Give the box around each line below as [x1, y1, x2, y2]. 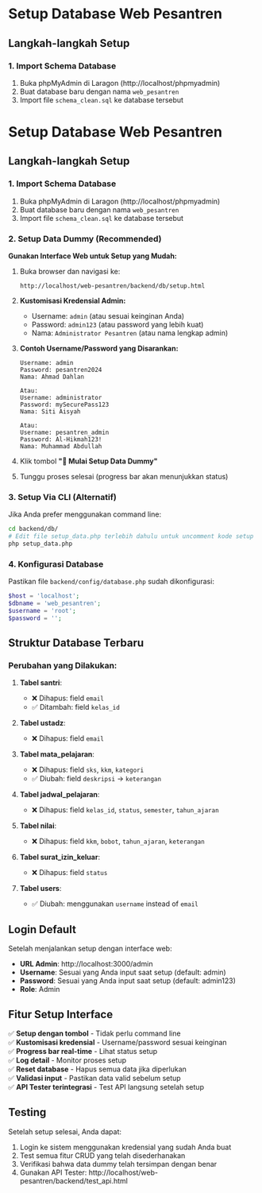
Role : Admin [19, 985, 60, 994]
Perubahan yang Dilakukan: [8, 660, 118, 672]
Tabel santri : [19, 678, 62, 688]
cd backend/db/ [8, 525, 59, 533]
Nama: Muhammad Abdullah [19, 443, 102, 451]
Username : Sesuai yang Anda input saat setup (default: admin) [19, 967, 226, 978]
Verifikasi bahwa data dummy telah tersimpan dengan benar [19, 1159, 218, 1168]
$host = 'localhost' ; [8, 592, 80, 600]
